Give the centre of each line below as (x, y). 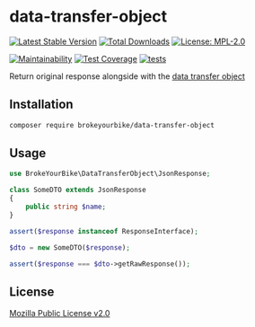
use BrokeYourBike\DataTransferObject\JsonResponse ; (110, 174)
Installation (41, 105)
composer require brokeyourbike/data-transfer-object (112, 125)
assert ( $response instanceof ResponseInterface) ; (104, 231)
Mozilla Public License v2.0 (60, 314)
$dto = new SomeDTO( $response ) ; (70, 247)
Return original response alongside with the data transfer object (127, 76)
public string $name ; (66, 207)
